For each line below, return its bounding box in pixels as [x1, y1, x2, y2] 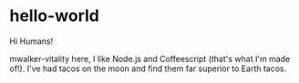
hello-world [9, 5, 100, 26]
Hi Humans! [9, 36, 54, 47]
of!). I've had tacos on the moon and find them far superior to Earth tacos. [9, 63, 287, 74]
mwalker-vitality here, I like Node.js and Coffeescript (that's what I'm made [9, 53, 291, 64]
